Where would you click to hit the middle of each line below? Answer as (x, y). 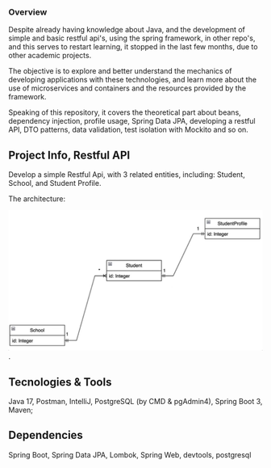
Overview (28, 12)
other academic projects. (50, 56)
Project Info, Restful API (69, 155)
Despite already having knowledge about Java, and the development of (127, 30)
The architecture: (37, 199)
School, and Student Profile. (55, 183)
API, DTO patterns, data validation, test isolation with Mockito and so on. (128, 130)
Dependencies (46, 435)
